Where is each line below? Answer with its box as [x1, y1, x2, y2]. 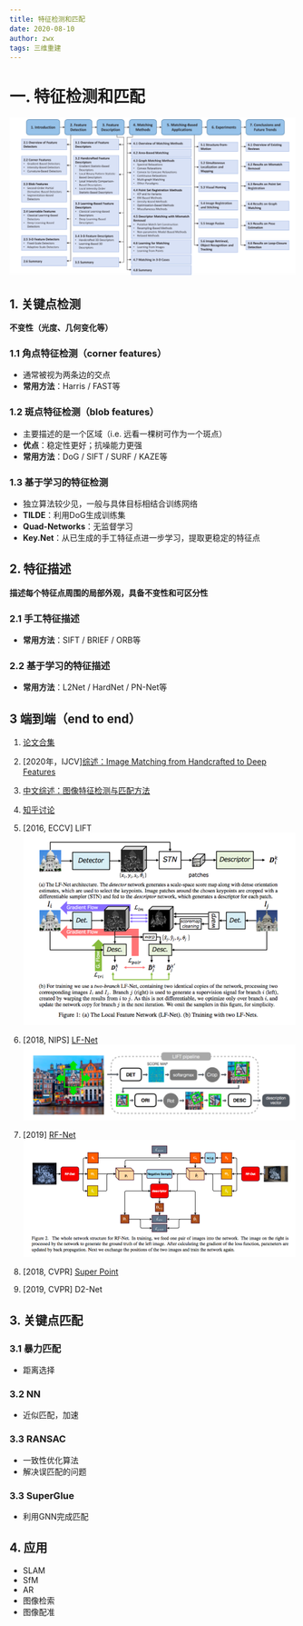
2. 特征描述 [9, 562, 72, 577]
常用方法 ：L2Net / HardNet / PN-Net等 [22, 682, 168, 693]
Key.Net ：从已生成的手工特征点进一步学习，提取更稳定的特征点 [22, 532, 261, 543]
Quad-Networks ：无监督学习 [22, 521, 133, 532]
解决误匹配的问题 [22, 1466, 87, 1477]
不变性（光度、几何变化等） [9, 323, 113, 334]
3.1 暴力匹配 [9, 1342, 62, 1354]
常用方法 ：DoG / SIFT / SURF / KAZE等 [22, 451, 168, 462]
